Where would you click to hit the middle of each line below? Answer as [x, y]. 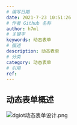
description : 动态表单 [33, 51]
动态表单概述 [30, 99]
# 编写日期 [18, 12]
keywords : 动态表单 [29, 40]
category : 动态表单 [29, 62]
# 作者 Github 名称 [29, 23]
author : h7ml [23, 29]
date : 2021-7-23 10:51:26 [38, 18]
